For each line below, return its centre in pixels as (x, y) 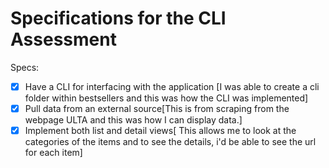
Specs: (25, 67)
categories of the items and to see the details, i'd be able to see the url (170, 142)
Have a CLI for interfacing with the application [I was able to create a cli (172, 86)
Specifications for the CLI (118, 18)
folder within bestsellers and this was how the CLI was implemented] (166, 98)
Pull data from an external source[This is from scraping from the (157, 108)
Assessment (63, 39)
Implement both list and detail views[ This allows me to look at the (160, 131)
